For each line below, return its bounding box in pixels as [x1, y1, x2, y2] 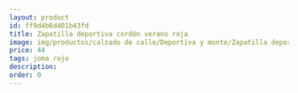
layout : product [9, 12, 69, 22]
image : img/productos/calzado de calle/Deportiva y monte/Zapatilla [9, 37, 268, 47]
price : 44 [9, 46, 46, 55]
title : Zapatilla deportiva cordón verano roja [9, 29, 189, 38]
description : [9, 63, 58, 72]
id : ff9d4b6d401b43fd [9, 21, 90, 30]
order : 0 [9, 71, 42, 80]
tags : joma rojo [9, 54, 69, 63]
